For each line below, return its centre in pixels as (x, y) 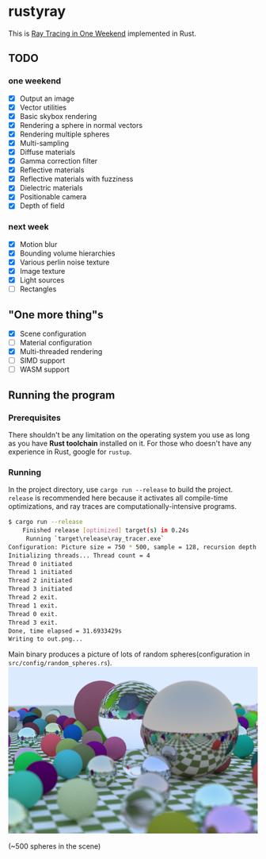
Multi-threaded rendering (61, 352)
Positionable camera (53, 197)
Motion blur (38, 244)
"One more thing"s (56, 315)
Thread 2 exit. (33, 598)
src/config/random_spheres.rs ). (60, 663)
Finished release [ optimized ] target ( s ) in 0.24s (106, 530)
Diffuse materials (47, 152)
